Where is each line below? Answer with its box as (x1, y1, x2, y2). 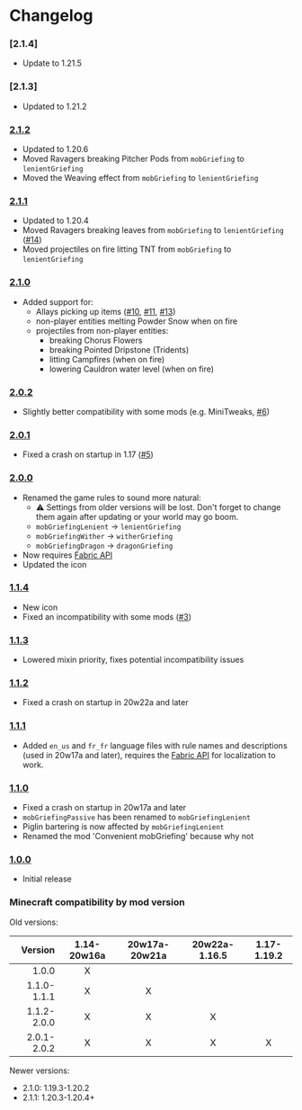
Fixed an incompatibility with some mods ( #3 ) (22, 611, 191, 622)
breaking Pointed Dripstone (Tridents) (49, 344, 190, 355)
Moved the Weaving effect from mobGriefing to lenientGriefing (22, 173, 259, 184)
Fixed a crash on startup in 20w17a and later (22, 802, 187, 813)
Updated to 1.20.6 (22, 144, 89, 155)
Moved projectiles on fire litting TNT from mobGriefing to (22, 244, 232, 255)
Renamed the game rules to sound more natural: (22, 492, 201, 503)
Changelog (9, 5, 93, 26)
